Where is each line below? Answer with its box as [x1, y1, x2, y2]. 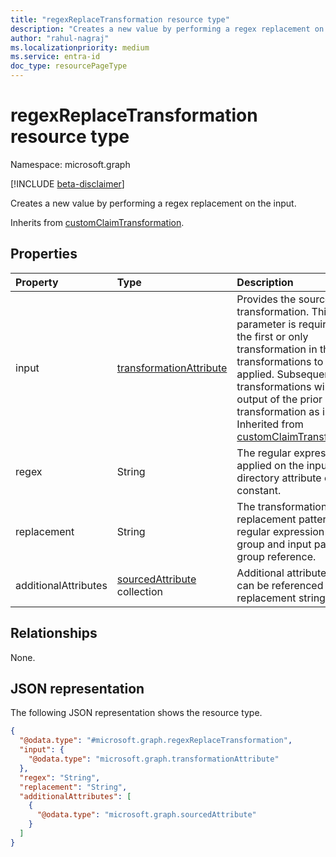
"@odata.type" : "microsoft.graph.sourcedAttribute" [36, 810, 257, 820]
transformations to [236, 354, 324, 368]
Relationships [10, 625, 98, 642]
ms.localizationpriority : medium [10, 42, 150, 53]
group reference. [236, 549, 317, 563]
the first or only [236, 329, 309, 343]
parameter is [236, 317, 297, 331]
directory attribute [236, 471, 322, 485]
